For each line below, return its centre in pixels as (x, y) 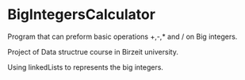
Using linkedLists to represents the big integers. (86, 67)
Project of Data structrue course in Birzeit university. (93, 51)
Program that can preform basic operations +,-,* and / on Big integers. (122, 36)
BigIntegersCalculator (82, 15)
